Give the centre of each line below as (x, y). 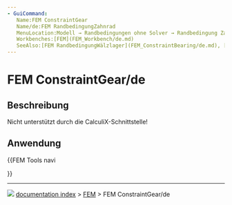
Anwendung (34, 143)
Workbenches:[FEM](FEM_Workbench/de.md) (75, 39)
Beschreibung (38, 105)
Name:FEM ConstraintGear (52, 20)
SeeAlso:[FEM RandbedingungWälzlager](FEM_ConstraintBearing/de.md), (118, 46)
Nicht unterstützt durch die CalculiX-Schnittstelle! (78, 122)
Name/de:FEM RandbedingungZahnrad (66, 26)
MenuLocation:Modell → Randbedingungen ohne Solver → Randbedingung (117, 33)
